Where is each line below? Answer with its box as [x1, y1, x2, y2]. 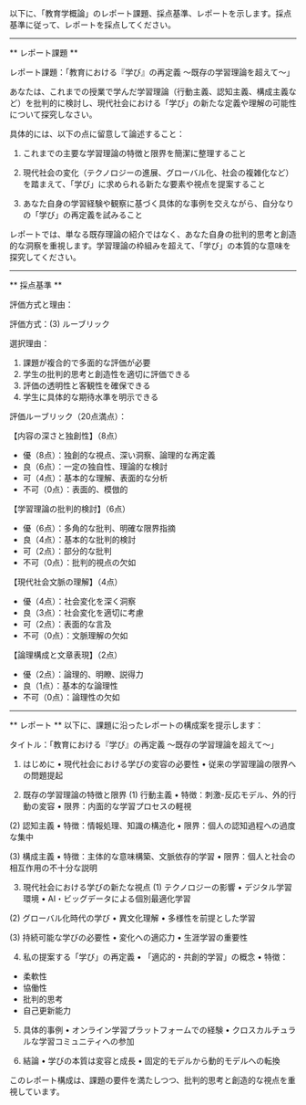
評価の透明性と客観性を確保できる [22, 380, 151, 391]
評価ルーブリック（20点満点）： [9, 411, 127, 422]
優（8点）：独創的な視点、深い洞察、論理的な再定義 [22, 450, 216, 460]
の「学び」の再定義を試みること [22, 209, 143, 220]
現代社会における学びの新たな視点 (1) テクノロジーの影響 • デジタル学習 [22, 882, 293, 892]
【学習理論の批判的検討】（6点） [9, 503, 130, 514]
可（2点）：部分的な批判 [22, 546, 112, 556]
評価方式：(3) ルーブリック [9, 319, 110, 329]
